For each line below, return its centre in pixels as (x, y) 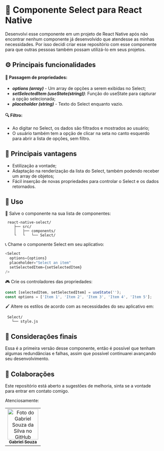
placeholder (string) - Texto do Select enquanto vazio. (68, 104)
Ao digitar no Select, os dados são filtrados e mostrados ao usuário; (81, 128)
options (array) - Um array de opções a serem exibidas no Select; (79, 88)
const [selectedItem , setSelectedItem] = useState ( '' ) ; (63, 292)
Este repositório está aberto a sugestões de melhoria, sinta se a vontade (78, 386)
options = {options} (28, 258)
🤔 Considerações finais (41, 336)
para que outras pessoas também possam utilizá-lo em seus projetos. (75, 49)
